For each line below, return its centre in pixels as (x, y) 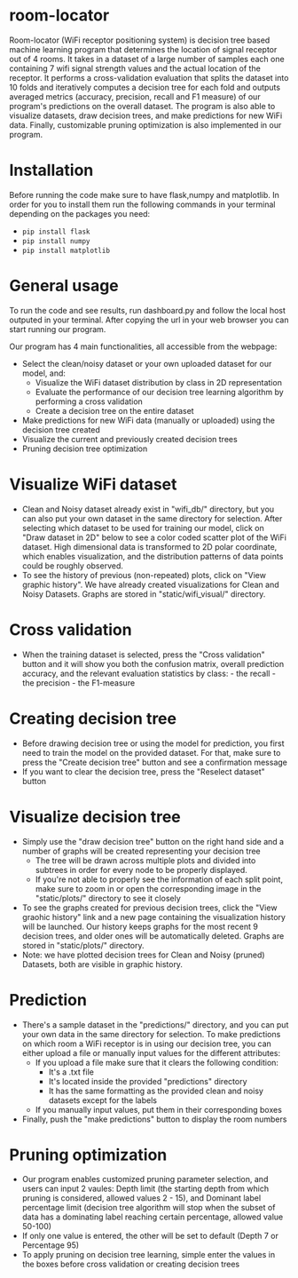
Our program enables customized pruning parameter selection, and (145, 1179)
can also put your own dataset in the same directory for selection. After (152, 518)
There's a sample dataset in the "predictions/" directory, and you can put (155, 1024)
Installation (51, 171)
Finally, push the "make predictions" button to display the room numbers (154, 1119)
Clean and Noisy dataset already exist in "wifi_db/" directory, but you (148, 509)
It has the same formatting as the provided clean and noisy (156, 1091)
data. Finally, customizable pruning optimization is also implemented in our (145, 124)
